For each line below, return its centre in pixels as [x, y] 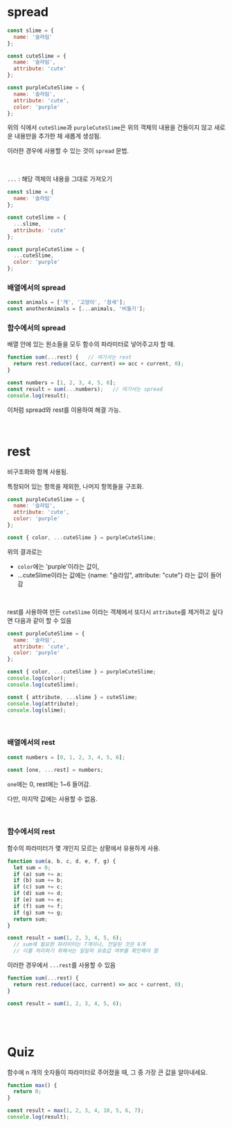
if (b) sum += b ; [38, 881]
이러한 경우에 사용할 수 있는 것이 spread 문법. [68, 151]
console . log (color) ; [37, 678]
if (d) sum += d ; [38, 894]
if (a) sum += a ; [38, 874]
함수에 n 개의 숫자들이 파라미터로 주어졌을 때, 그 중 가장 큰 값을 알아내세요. [107, 1072]
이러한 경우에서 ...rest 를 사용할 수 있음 [62, 965]
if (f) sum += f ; [38, 906]
